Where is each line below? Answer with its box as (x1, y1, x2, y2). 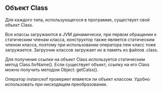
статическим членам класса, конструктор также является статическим (5, 37, 155, 42)
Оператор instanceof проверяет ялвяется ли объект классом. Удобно (5, 76, 150, 82)
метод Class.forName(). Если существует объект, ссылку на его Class (5, 61, 150, 67)
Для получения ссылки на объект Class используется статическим (5, 56, 145, 62)
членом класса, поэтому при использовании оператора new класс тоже (5, 41, 156, 48)
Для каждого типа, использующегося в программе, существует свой (5, 17, 150, 22)
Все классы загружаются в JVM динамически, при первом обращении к (5, 31, 157, 37)
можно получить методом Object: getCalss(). (5, 67, 99, 73)
